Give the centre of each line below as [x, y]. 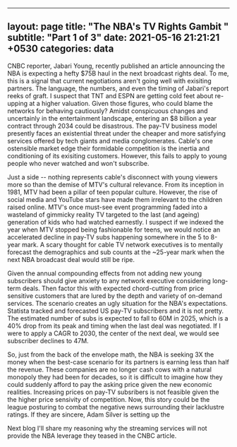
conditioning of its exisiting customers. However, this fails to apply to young [117, 155]
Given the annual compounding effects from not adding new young [105, 273]
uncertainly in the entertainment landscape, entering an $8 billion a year [112, 118]
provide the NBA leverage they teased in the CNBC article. [92, 436]
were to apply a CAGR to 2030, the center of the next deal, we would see [114, 333]
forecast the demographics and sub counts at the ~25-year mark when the [116, 252]
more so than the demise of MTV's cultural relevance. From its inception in [116, 184]
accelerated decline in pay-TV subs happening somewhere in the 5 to [108, 237]
